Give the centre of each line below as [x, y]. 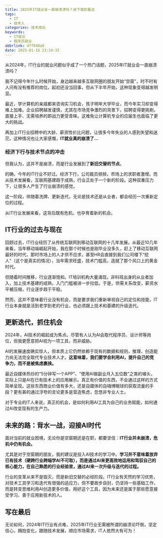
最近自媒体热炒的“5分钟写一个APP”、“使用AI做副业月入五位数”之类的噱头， [80, 374]
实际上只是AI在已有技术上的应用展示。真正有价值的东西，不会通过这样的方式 [81, 380]
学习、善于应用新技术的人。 [37, 495]
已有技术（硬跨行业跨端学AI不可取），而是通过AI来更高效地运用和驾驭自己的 [81, 461]
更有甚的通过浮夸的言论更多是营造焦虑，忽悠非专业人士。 [71, 392]
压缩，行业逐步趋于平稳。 [39, 289]
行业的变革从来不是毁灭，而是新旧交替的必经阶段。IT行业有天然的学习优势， [81, 477]
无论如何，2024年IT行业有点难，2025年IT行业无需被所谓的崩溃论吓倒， [77, 525]
